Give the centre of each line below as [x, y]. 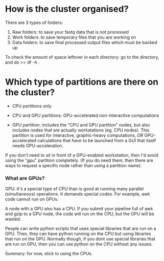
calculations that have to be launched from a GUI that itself [97, 140]
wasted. [13, 219]
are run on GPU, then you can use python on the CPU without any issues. [79, 244]
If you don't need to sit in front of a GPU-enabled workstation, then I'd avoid [82, 155]
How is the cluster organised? [67, 9]
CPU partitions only [32, 106]
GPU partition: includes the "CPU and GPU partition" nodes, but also [81, 125]
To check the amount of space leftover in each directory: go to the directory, [82, 57]
